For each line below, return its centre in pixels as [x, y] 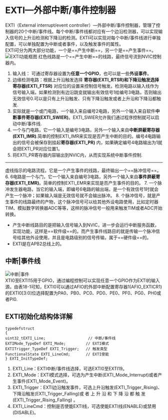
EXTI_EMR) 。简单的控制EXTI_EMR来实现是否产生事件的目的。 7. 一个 [87, 183]
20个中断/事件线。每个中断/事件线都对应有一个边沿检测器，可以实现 [88, 31]
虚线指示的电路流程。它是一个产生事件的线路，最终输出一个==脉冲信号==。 [83, 170]
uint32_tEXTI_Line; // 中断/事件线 [60, 338]
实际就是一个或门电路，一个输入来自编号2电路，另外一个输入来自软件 [84, 111]
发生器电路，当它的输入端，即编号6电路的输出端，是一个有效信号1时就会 [84, 189]
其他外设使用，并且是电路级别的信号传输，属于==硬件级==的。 [86, 237]
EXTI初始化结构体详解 [39, 317]
